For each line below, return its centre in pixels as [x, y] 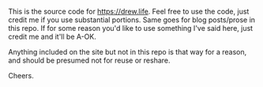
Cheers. [21, 76]
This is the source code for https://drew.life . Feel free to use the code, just [129, 11]
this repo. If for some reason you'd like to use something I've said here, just [131, 28]
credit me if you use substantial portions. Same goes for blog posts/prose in [131, 20]
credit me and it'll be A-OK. [53, 36]
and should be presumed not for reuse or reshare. [90, 60]
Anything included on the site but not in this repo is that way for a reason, [128, 52]
